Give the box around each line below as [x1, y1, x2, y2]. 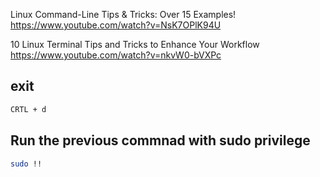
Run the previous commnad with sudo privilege [10, 132, 311, 149]
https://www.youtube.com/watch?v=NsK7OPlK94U [10, 19, 222, 31]
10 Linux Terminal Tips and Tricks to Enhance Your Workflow [10, 39, 260, 50]
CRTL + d [10, 104, 47, 114]
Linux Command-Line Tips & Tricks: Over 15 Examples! [10, 9, 237, 20]
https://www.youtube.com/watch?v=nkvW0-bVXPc [10, 49, 222, 61]
